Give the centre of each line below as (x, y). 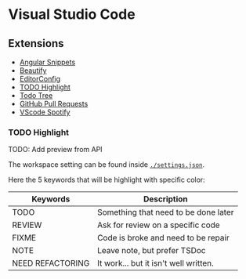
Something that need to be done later (165, 212)
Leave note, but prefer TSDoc (151, 251)
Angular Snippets (47, 62)
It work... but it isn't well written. (155, 263)
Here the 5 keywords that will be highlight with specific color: (107, 180)
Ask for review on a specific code (159, 225)
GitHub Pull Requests (54, 104)
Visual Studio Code (72, 14)
